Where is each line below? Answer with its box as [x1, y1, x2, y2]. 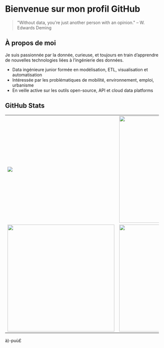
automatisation [12, 72, 42, 78]
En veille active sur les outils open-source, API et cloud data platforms [12, 87, 153, 93]
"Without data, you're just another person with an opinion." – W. [17, 20, 145, 25]
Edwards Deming [17, 24, 52, 30]
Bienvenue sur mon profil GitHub [5, 3, 141, 15]
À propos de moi [5, 39, 56, 47]
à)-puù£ [5, 337, 22, 343]
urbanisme [12, 82, 34, 88]
